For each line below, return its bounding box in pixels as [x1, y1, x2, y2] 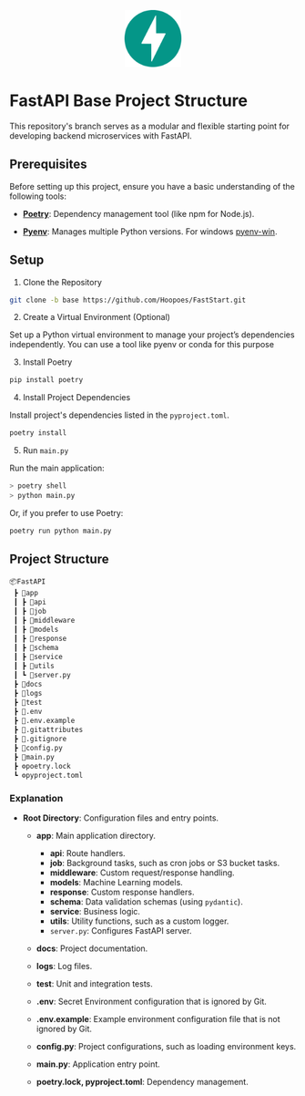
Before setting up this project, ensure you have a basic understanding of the [9, 181, 296, 191]
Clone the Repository [22, 276, 103, 287]
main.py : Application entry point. [36, 1059, 161, 1070]
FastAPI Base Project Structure [9, 90, 249, 111]
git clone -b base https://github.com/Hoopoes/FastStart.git [9, 295, 247, 305]
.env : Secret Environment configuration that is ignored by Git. [36, 996, 267, 1007]
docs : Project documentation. [36, 943, 148, 954]
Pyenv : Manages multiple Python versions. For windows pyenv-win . [22, 225, 278, 237]
